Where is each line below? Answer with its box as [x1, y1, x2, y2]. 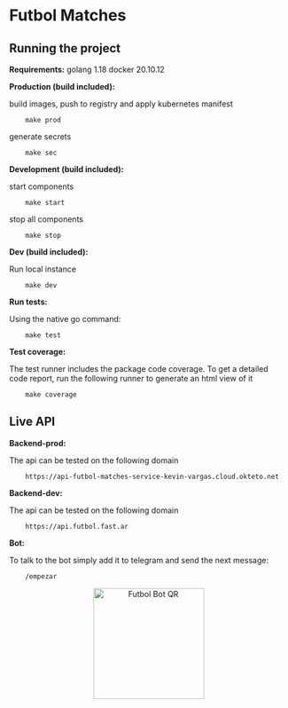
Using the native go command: [9, 314, 121, 324]
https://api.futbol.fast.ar [25, 522, 128, 531]
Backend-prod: [9, 437, 66, 448]
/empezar [25, 571, 58, 581]
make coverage [25, 390, 77, 399]
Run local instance [9, 264, 77, 274]
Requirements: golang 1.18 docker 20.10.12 [9, 64, 166, 75]
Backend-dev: [9, 487, 63, 498]
